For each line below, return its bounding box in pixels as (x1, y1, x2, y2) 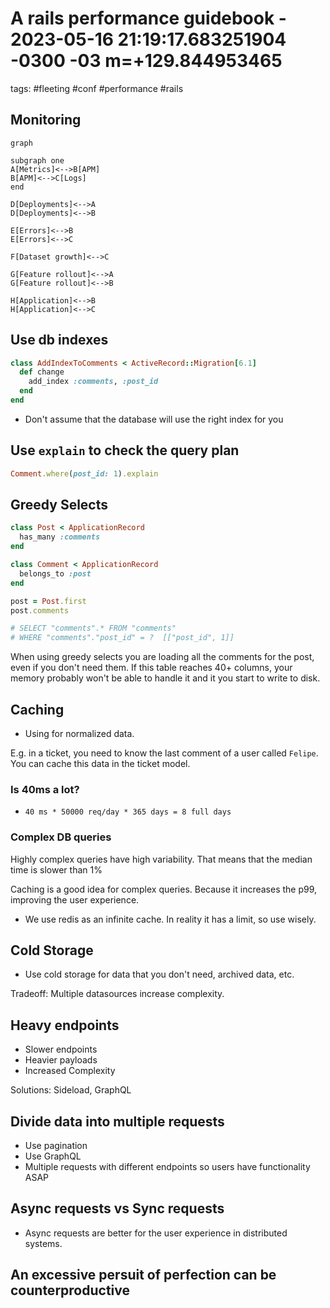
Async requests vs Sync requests (10, 1200, 225, 1217)
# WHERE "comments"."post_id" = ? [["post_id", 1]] (10, 633, 235, 643)
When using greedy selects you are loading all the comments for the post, (10, 651, 315, 663)
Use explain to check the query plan (10, 442, 240, 459)
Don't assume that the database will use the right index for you (24, 413, 284, 425)
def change (19, 367, 65, 377)
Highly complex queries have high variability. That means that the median (10, 853, 313, 865)
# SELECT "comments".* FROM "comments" (10, 623, 177, 634)
